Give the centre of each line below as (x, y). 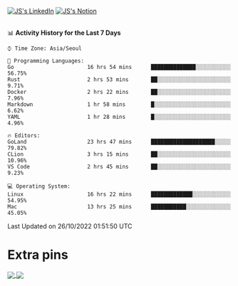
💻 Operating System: (39, 186)
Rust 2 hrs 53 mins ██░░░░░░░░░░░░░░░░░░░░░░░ (119, 80)
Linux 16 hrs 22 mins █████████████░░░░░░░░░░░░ (119, 194)
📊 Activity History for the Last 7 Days (64, 33)
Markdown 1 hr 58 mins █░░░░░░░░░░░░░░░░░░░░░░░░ (119, 105)
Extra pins (38, 255)
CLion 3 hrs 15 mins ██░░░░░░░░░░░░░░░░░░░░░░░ (119, 154)
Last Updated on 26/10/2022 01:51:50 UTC (70, 226)
